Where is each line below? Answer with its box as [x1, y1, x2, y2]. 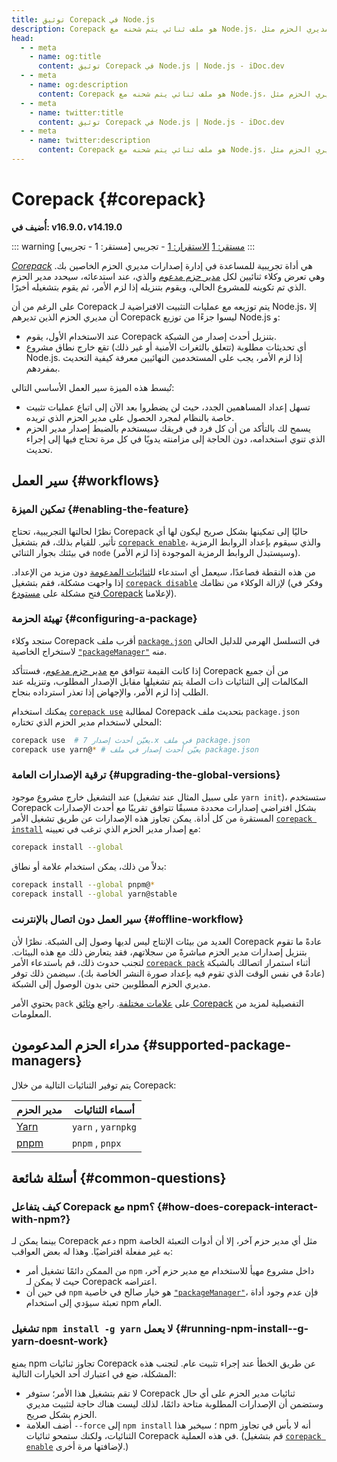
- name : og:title [29, 52, 102, 62]
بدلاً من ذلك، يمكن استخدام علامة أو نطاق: [11, 860, 167, 872]
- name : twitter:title [29, 107, 124, 118]
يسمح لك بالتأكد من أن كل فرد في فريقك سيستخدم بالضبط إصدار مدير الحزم [25, 422, 311, 434]
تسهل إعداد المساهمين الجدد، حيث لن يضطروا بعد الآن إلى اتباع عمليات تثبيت [25, 401, 311, 413]
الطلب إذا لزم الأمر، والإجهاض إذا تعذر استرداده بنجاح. [11, 686, 209, 698]
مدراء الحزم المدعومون [11, 1037, 140, 1054]
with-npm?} [11, 1212, 71, 1226]
